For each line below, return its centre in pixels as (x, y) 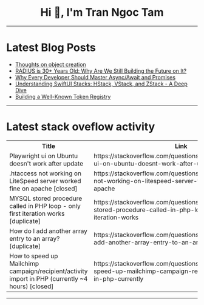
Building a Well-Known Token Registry (63, 96)
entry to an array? (35, 238)
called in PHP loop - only (45, 206)
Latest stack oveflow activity (81, 127)
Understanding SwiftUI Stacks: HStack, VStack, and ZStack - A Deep (101, 84)
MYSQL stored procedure (46, 198)
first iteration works (37, 213)
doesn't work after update (46, 163)
